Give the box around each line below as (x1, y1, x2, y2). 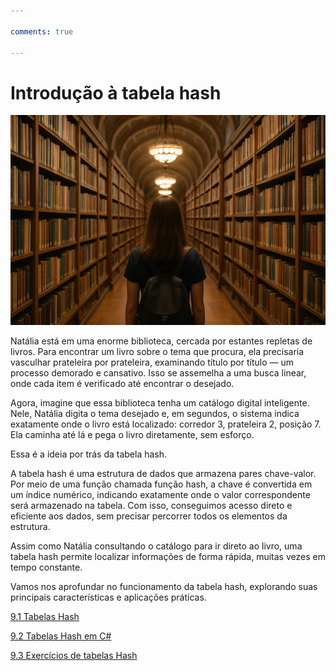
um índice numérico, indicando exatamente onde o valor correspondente (10, 488, 311, 500)
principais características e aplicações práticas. (10, 591, 207, 603)
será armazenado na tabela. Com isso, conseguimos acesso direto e (10, 499, 293, 511)
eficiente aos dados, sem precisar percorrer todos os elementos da (10, 510, 288, 522)
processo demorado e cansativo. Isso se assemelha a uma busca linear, (10, 366, 307, 379)
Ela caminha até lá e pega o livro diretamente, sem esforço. (10, 428, 255, 440)
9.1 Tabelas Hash (10, 610, 80, 622)
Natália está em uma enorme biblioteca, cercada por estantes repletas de (10, 335, 313, 347)
